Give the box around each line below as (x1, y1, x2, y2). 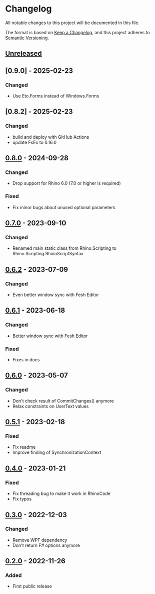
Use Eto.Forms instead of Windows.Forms (12, 93, 99, 99)
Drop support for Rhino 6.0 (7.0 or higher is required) (12, 180, 121, 186)
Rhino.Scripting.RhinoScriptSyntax (12, 251, 83, 257)
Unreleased (5, 49, 42, 58)
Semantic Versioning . (5, 35, 49, 41)
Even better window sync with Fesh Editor (12, 292, 99, 298)
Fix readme (12, 444, 36, 450)
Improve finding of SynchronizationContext (12, 449, 101, 455)
